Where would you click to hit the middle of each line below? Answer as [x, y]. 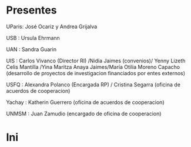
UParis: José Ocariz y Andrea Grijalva [52, 26]
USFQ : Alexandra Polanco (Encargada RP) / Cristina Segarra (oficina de [93, 84]
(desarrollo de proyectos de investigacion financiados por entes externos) [96, 73]
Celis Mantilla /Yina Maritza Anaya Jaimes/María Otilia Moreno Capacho [93, 67]
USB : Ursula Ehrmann [33, 38]
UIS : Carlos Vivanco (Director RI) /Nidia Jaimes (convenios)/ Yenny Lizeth [96, 61]
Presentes [31, 10]
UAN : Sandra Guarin [31, 49]
